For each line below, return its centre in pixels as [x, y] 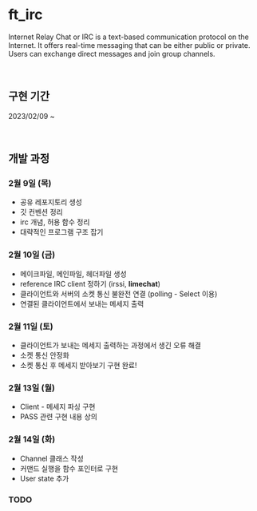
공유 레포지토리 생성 [51, 202]
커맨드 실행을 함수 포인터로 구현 [69, 468]
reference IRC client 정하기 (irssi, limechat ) [90, 283]
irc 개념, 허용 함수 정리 [55, 222]
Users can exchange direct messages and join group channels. [112, 53]
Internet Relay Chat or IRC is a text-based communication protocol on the [129, 37]
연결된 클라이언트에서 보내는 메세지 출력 [82, 303]
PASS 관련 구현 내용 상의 [59, 417]
